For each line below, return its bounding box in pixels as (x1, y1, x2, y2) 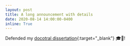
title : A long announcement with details (5, 12, 93, 17)
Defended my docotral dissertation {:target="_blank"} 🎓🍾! (5, 35, 125, 41)
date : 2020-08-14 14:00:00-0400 (5, 16, 73, 21)
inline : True (5, 21, 33, 26)
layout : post (5, 7, 33, 12)
